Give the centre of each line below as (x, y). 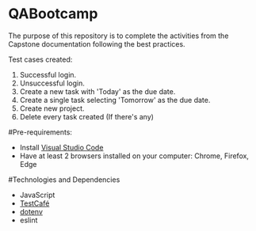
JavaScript (37, 195)
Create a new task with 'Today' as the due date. (97, 91)
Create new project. (52, 108)
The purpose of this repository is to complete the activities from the (118, 36)
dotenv (31, 211)
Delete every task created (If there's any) (87, 116)
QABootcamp (53, 14)
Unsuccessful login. (52, 83)
